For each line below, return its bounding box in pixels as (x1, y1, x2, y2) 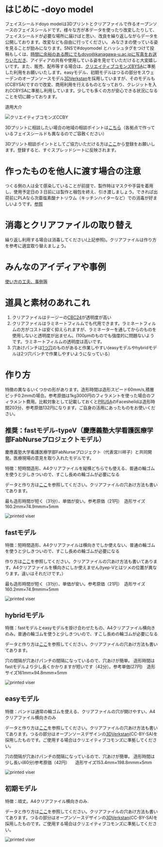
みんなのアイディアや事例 (5, 262, 106, 273)
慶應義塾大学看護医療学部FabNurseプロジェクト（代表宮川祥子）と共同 (5, 449, 148, 455)
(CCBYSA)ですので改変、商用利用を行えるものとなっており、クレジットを (5, 81, 153, 87)
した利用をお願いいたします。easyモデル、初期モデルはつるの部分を (5, 69, 142, 75)
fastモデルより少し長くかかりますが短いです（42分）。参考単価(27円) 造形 (5, 664, 156, 669)
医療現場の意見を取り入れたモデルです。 (13, 455, 94, 461)
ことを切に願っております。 (5, 94, 60, 99)
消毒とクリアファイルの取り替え (5, 220, 133, 231)
